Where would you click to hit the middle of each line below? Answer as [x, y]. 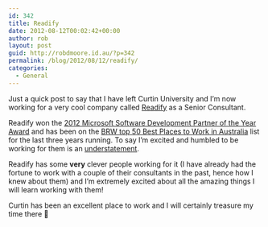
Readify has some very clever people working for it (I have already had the [132, 164]
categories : [28, 68]
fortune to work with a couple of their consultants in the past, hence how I [131, 172]
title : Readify [34, 23]
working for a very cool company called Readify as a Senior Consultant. [127, 107]
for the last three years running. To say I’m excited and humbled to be [124, 140]
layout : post [30, 46]
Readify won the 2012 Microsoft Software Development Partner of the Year [132, 122]
